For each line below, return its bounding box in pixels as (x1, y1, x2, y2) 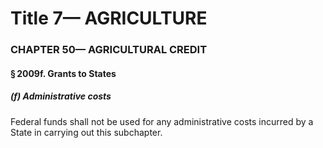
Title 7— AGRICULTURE (10, 7, 208, 30)
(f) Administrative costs (10, 90, 112, 102)
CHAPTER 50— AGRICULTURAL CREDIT (10, 43, 208, 57)
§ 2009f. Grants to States (10, 67, 117, 79)
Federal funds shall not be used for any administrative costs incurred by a (10, 115, 314, 127)
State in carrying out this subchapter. (10, 126, 163, 138)
